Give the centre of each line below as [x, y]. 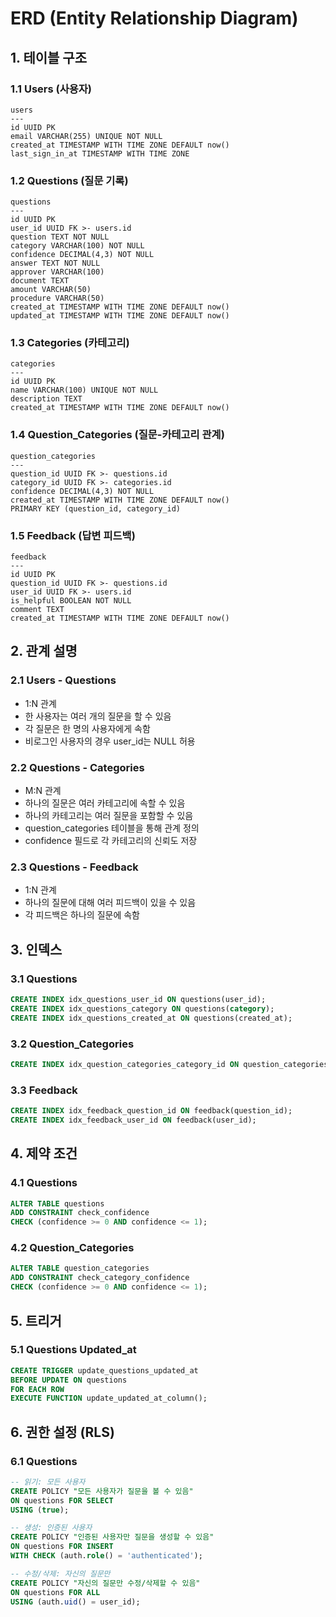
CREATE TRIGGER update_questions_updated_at [104, 1370]
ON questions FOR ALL [55, 1592]
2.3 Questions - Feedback [74, 867]
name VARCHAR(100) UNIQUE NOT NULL [84, 390]
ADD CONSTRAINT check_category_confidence [100, 1278]
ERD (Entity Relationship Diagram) [154, 18]
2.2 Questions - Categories [77, 767]
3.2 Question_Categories [72, 1044]
